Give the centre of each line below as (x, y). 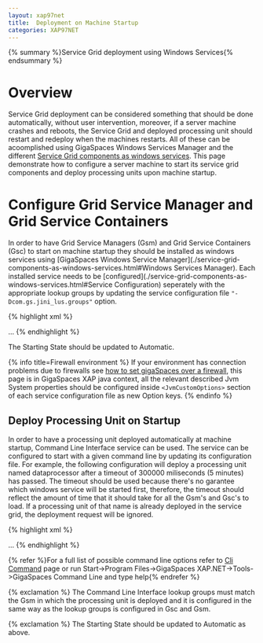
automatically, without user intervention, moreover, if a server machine (122, 123)
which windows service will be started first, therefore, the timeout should (126, 490)
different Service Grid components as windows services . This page (117, 156)
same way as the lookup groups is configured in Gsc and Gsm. (110, 609)
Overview (40, 92)
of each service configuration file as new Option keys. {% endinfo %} (121, 396)
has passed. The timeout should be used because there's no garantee (122, 481)
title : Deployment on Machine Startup (73, 23)
